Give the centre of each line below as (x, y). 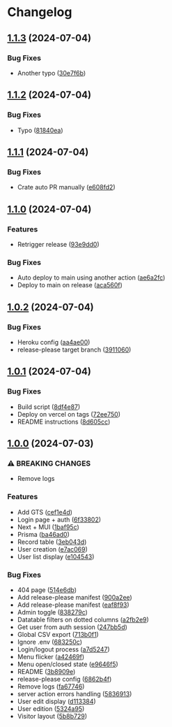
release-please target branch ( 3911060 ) (74, 350)
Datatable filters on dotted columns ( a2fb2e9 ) (83, 619)
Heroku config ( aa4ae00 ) (54, 342)
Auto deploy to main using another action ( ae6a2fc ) (91, 278)
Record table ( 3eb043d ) (52, 542)
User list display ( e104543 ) (56, 556)
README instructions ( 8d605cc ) (64, 422)
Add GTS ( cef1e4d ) (45, 512)
